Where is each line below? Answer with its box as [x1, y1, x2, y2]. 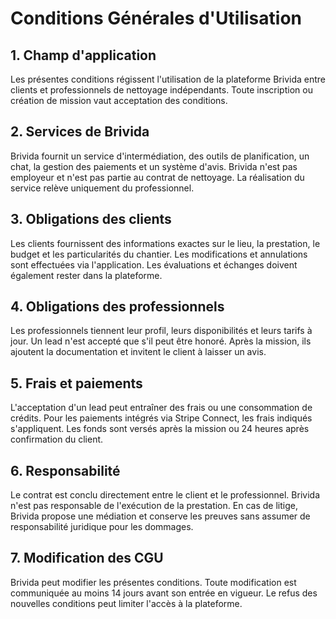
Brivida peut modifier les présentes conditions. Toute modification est [10, 576, 297, 588]
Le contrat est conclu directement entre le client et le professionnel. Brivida [10, 489, 320, 501]
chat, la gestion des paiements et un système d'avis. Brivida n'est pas [10, 160, 298, 172]
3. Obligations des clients [10, 211, 172, 228]
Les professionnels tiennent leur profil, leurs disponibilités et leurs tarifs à [10, 325, 313, 337]
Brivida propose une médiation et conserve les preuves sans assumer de [10, 510, 311, 522]
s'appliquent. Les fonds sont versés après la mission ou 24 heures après [10, 423, 310, 435]
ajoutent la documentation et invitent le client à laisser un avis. [10, 346, 267, 358]
